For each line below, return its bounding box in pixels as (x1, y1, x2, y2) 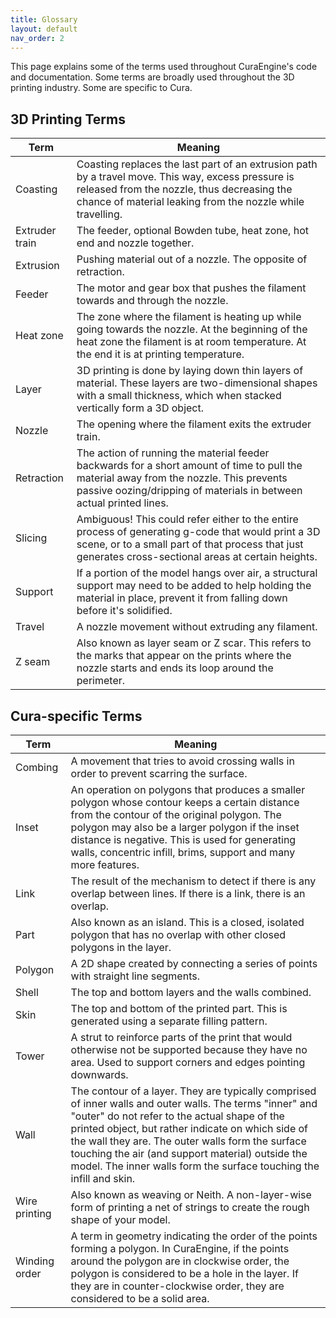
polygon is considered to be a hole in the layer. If (70, 1267, 299, 1280)
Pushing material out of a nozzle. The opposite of (76, 252, 308, 266)
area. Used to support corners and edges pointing (70, 1056, 306, 1069)
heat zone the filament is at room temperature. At (76, 335, 307, 349)
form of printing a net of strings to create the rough (70, 1201, 310, 1214)
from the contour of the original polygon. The (70, 808, 282, 821)
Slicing (15, 531, 48, 545)
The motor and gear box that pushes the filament (76, 281, 307, 295)
